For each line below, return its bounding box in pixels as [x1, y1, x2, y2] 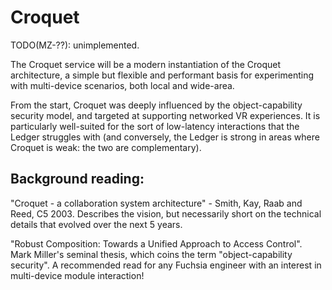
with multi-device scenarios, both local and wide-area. [10, 79, 235, 91]
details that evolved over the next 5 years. [10, 218, 183, 230]
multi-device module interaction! [10, 269, 145, 281]
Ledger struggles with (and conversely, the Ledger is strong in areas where [10, 131, 320, 143]
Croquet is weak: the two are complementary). [10, 141, 202, 153]
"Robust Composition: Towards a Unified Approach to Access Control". [10, 237, 303, 250]
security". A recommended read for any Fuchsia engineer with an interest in [10, 259, 322, 271]
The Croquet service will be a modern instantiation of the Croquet [10, 58, 282, 70]
